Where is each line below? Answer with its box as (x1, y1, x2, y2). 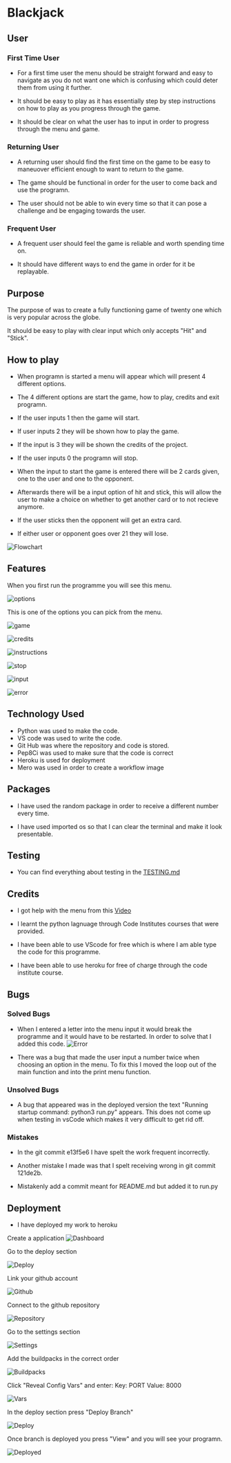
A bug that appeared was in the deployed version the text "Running (17, 1100, 208, 1109)
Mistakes (7, 1133, 39, 1142)
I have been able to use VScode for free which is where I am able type (17, 941, 217, 949)
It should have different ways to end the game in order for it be (17, 260, 195, 269)
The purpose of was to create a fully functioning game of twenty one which (7, 306, 222, 314)
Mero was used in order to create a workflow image (17, 763, 164, 772)
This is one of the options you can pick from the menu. (7, 608, 163, 616)
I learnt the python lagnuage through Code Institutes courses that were (17, 920, 219, 928)
